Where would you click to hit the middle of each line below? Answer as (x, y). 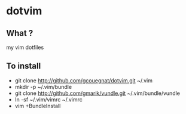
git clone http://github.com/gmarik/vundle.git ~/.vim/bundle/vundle (97, 93)
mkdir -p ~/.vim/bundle (43, 87)
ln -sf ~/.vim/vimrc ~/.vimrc (48, 99)
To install (24, 66)
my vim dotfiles (25, 47)
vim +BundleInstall (38, 106)
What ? (20, 33)
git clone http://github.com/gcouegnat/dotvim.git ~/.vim (83, 80)
